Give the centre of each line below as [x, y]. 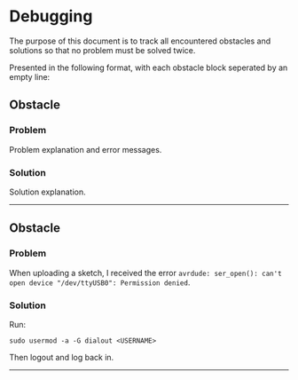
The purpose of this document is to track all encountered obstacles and [140, 41]
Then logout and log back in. [62, 357]
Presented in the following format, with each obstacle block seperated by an [149, 67]
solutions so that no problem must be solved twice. [102, 50]
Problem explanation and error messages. [86, 149]
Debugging [51, 16]
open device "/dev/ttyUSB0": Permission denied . [100, 282]
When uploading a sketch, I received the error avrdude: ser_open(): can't [145, 273]
